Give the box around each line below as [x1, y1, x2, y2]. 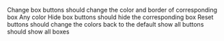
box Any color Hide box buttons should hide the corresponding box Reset [7, 13, 214, 21]
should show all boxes [7, 27, 70, 36]
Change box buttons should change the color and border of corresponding [7, 6, 217, 14]
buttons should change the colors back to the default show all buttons [7, 20, 204, 28]
